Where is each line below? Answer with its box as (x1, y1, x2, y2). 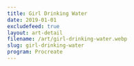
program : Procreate (7, 49, 63, 56)
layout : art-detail (7, 29, 63, 36)
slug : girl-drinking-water (7, 42, 85, 49)
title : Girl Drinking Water (7, 10, 88, 17)
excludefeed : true (7, 23, 60, 30)
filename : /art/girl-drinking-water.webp (7, 36, 128, 43)
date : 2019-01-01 (7, 16, 57, 23)
